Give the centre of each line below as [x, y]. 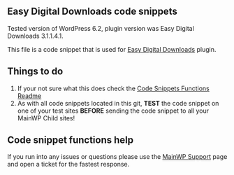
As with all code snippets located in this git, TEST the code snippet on [118, 103]
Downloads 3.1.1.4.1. [36, 36]
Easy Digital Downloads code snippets [93, 12]
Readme [29, 96]
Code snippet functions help [71, 140]
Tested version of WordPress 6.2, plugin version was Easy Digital [101, 28]
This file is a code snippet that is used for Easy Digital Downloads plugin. [112, 49]
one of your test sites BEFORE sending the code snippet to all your [113, 111]
